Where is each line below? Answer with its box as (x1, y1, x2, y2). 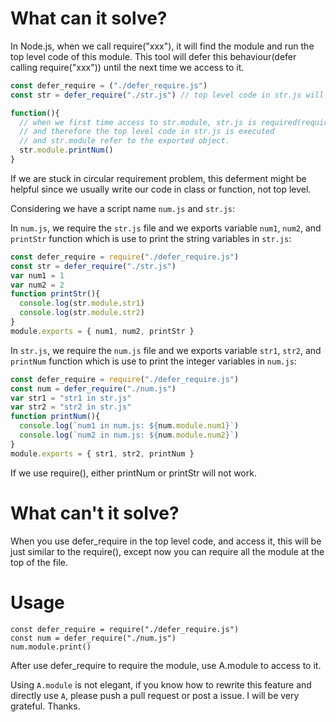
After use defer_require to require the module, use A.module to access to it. (10, 659, 322, 671)
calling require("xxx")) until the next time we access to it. (10, 61, 245, 73)
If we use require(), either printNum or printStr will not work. (10, 467, 257, 479)
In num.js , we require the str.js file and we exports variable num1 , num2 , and (10, 222, 322, 234)
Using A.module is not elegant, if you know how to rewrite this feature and (10, 678, 312, 691)
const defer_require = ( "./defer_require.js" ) (10, 80, 208, 91)
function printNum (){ (10, 412, 101, 422)
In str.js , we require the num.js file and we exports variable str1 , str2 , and (10, 344, 322, 356)
